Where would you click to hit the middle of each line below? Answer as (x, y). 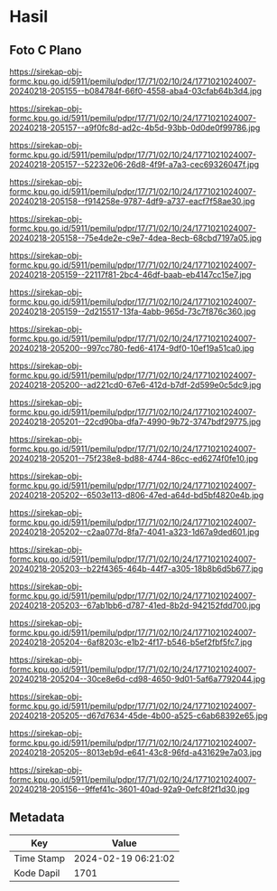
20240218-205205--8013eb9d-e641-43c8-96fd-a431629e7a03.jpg (135, 752)
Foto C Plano (46, 50)
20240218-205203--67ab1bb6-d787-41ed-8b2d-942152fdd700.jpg (135, 605)
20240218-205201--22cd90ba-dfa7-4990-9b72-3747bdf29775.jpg (135, 422)
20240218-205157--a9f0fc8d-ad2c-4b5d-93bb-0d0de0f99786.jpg (135, 128)
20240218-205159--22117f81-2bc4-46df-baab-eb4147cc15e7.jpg (130, 275)
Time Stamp (40, 858)
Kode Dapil (37, 873)
